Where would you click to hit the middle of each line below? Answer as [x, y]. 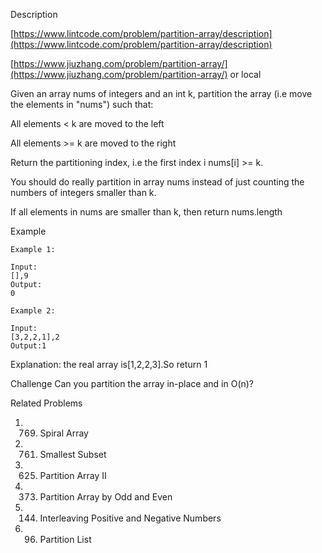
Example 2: [33, 311]
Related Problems [46, 403]
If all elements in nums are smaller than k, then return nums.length [146, 212]
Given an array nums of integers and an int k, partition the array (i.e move [161, 93]
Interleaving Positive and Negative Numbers [130, 518]
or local [245, 74]
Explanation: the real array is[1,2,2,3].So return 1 [109, 364]
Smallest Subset [73, 454]
